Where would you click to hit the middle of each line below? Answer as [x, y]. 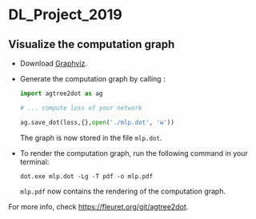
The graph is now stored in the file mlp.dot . [91, 137]
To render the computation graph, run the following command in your [134, 153]
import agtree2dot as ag [61, 94]
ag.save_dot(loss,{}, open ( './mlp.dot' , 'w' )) [97, 122]
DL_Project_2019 [65, 15]
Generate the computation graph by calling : [92, 79]
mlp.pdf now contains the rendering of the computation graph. [123, 191]
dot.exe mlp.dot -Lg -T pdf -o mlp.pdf [86, 176]
